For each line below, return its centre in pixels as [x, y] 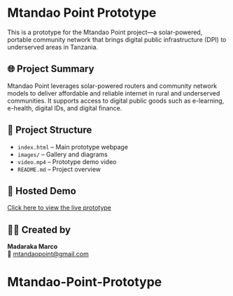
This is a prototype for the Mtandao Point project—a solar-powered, [105, 32]
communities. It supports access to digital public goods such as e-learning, [116, 101]
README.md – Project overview [59, 169]
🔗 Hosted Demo [42, 191]
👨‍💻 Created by [39, 229]
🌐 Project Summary [51, 69]
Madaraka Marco [33, 246]
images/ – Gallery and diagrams [63, 154]
